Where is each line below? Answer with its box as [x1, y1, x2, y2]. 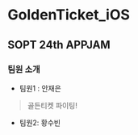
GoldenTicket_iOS [7, 6, 131, 24]
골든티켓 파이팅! [27, 100, 77, 110]
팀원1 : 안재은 [19, 83, 61, 93]
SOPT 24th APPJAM [7, 38, 111, 52]
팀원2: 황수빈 [19, 117, 61, 127]
